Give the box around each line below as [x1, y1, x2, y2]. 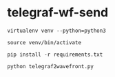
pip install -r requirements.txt [7, 51, 103, 58]
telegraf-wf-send [7, 5, 109, 20]
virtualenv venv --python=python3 [7, 27, 107, 34]
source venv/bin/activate [7, 39, 81, 46]
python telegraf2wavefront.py [7, 63, 94, 70]
